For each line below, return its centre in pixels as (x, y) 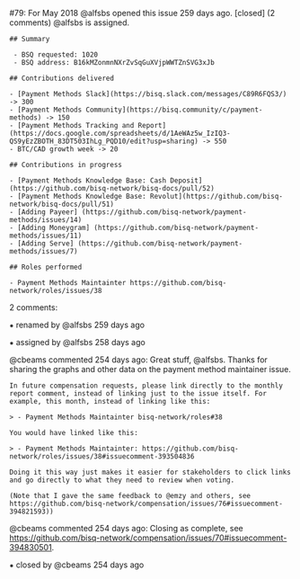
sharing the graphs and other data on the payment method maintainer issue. (150, 369)
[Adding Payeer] (48, 212)
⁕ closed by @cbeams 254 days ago (77, 565)
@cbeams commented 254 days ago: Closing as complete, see (127, 528)
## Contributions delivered (62, 78)
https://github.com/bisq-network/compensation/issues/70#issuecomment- (148, 538)
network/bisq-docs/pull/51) (62, 204)
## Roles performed (46, 267)
